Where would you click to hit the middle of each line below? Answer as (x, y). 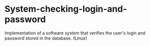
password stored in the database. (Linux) (46, 38)
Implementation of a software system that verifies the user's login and (75, 33)
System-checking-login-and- (66, 9)
